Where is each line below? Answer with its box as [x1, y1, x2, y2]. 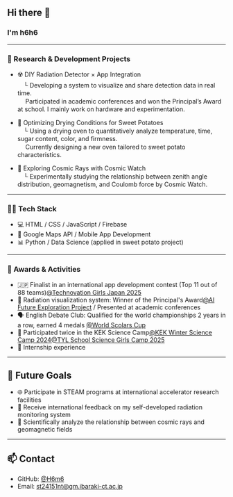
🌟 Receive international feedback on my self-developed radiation [17, 403, 203, 412]
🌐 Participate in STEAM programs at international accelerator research [17, 388, 220, 396]
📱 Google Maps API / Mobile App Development [17, 230, 151, 238]
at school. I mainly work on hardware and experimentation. [17, 105, 185, 113]
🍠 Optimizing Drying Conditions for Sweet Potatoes [17, 118, 164, 127]
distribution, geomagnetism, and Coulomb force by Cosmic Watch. [17, 180, 208, 188]
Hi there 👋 [7, 7, 51, 19]
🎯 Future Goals [7, 369, 72, 381]
